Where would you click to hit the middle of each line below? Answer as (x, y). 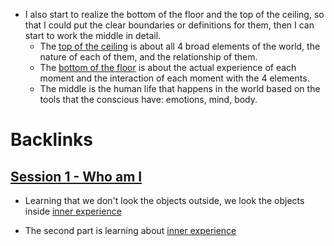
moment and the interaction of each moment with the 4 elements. (174, 78)
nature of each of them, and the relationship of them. (148, 57)
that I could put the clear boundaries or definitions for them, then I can (169, 25)
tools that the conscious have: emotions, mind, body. (148, 99)
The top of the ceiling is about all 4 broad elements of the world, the (180, 46)
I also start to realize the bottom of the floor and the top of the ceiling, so (174, 14)
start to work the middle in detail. (93, 35)
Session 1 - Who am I (76, 176)
